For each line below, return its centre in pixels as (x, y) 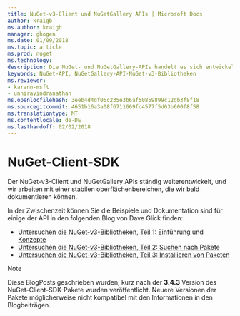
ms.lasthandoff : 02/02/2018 (49, 127)
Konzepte (32, 240)
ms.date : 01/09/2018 (38, 41)
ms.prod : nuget (30, 54)
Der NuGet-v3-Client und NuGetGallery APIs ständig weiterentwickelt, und (117, 182)
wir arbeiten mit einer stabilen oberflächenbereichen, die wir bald (104, 189)
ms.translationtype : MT (43, 113)
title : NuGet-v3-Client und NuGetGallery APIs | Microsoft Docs (105, 14)
